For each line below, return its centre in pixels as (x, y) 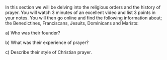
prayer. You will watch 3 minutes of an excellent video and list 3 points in (80, 12)
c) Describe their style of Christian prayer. (49, 52)
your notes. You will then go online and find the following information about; (84, 18)
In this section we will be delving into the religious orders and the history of (83, 7)
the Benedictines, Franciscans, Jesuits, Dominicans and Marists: (72, 23)
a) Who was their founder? (33, 33)
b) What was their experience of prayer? (47, 42)
